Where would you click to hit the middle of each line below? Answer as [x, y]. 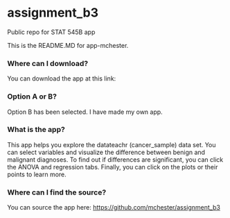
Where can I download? [48, 63]
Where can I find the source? [57, 192]
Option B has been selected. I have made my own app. [85, 112]
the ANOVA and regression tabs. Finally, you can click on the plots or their [113, 167]
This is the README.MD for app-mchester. [68, 45]
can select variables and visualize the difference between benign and [106, 152]
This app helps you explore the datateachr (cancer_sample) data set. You [112, 144]
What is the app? [36, 130]
